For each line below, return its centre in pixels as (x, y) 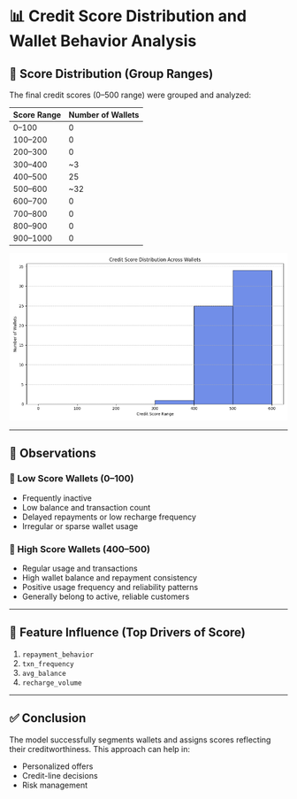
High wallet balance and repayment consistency (109, 577)
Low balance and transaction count (86, 507)
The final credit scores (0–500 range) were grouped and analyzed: (130, 95)
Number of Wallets (104, 114)
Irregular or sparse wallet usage (80, 526)
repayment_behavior (58, 655)
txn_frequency (48, 664)
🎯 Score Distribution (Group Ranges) (111, 74)
